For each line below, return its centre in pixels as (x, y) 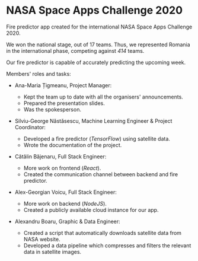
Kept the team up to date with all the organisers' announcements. (103, 97)
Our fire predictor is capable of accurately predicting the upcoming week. (96, 62)
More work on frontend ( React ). (62, 168)
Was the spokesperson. (52, 109)
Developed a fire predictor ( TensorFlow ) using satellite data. (97, 139)
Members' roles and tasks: (39, 74)
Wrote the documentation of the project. (73, 145)
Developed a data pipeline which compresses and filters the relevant (107, 245)
